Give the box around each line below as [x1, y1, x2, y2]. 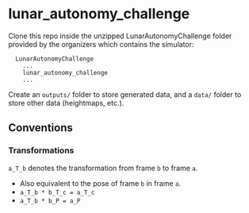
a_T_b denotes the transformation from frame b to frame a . [8, 163, 198, 172]
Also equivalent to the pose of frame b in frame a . [19, 178, 181, 188]
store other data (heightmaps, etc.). [8, 98, 125, 107]
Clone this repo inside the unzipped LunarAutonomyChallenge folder [8, 31, 232, 41]
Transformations [8, 145, 75, 156]
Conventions [8, 121, 74, 135]
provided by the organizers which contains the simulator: [8, 39, 194, 48]
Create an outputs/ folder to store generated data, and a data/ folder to [8, 89, 242, 99]
